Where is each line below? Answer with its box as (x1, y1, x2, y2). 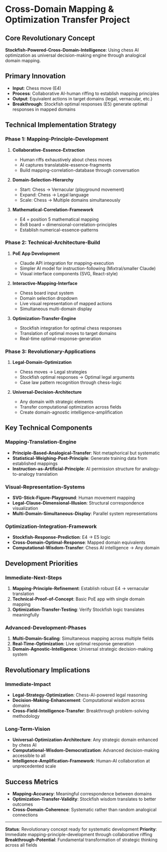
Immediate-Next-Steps (5, 574, 62, 581)
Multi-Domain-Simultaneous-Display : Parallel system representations (12, 511, 158, 516)
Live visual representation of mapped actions (19, 300, 112, 306)
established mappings (12, 460, 58, 466)
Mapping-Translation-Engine (5, 438, 77, 445)
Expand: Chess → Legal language (19, 191, 89, 197)
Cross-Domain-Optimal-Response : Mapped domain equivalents (12, 539, 146, 545)
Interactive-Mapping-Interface (12, 280, 78, 286)
